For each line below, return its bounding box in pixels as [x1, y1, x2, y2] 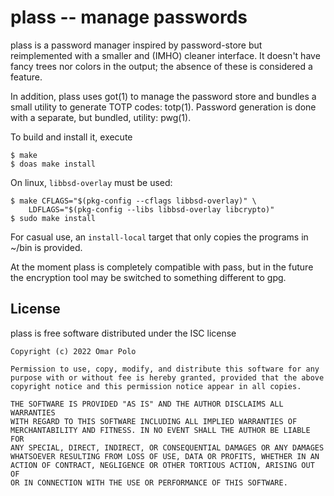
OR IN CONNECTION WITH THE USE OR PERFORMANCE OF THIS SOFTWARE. [10, 477, 288, 488]
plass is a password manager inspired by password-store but [10, 39, 263, 51]
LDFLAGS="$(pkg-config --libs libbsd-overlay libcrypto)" [28, 204, 275, 215]
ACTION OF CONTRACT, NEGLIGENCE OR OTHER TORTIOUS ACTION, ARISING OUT [10, 460, 315, 470]
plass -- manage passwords [10, 6, 248, 29]
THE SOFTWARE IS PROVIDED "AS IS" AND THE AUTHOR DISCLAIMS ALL [10, 399, 284, 409]
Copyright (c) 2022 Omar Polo [10, 346, 137, 356]
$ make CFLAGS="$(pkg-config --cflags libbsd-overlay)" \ [10, 196, 257, 206]
